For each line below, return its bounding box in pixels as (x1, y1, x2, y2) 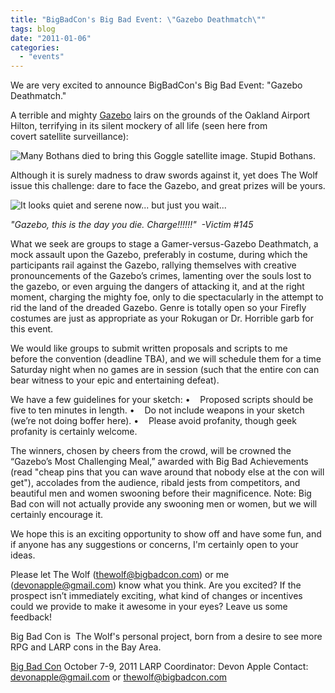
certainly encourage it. (10, 509, 104, 521)
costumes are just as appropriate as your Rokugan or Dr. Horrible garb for (10, 312, 314, 325)
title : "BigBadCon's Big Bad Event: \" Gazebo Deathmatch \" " (10, 14, 267, 25)
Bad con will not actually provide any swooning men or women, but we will (10, 498, 318, 510)
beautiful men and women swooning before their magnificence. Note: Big (10, 487, 312, 500)
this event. (10, 323, 54, 335)
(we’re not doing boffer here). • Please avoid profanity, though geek (10, 415, 297, 427)
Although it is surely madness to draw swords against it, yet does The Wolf (10, 169, 319, 181)
